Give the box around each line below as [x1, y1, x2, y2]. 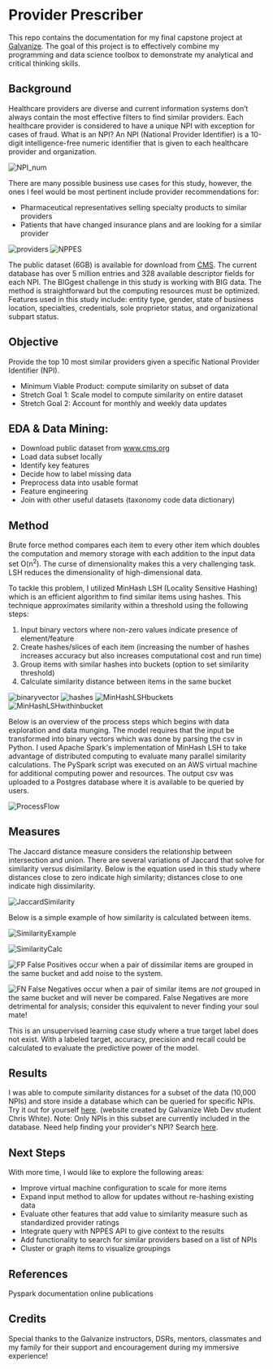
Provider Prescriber [8, 6, 144, 24]
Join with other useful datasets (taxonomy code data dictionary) [19, 495, 236, 505]
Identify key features [19, 460, 89, 470]
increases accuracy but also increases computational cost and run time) [19, 650, 262, 660]
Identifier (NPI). [8, 365, 60, 375]
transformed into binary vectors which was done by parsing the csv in [8, 733, 243, 744]
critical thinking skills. [8, 58, 81, 68]
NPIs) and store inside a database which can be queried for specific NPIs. [8, 1096, 256, 1106]
